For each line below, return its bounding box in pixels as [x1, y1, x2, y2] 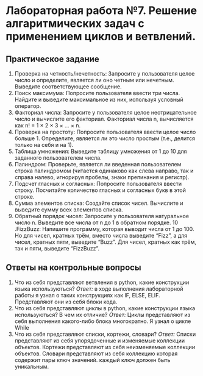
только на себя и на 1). [14, 141, 74, 148]
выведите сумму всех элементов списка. [14, 206, 123, 213]
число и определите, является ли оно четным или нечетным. [14, 77, 174, 83]
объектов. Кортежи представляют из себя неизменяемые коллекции [14, 343, 196, 350]
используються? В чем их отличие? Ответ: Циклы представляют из [14, 311, 191, 318]
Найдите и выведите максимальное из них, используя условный [14, 96, 183, 103]
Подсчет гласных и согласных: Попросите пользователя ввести [14, 180, 182, 187]
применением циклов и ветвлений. [5, 30, 196, 43]
